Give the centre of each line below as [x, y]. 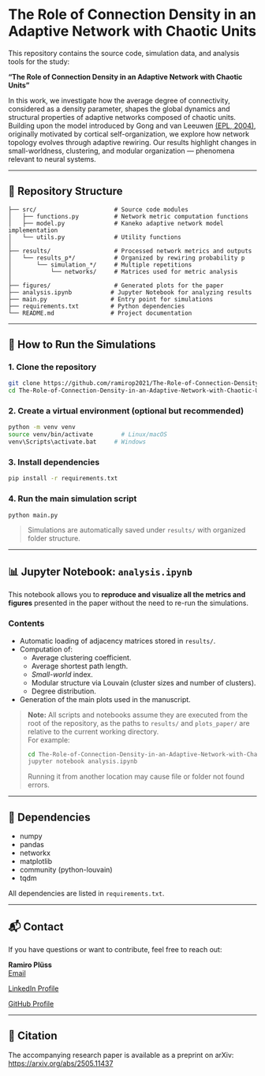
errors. [38, 785]
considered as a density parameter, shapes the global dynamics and [119, 109]
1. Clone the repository [52, 367]
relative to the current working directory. [93, 731]
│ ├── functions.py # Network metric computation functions [128, 216]
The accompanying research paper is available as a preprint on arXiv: [121, 1055]
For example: [49, 740]
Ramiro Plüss [30, 965]
